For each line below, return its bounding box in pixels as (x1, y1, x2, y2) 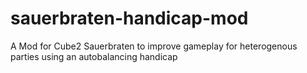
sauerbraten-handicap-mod (10, 7, 249, 30)
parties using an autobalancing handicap (10, 50, 178, 62)
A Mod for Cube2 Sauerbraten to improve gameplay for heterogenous (10, 40, 298, 52)
